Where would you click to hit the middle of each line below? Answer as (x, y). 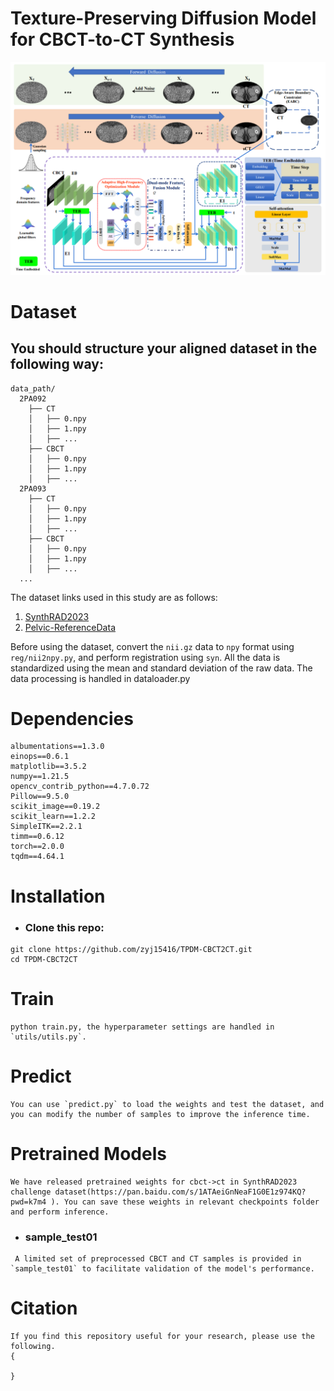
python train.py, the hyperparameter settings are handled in (142, 1027)
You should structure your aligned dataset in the (164, 348)
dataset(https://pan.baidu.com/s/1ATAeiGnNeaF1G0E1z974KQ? (180, 1192)
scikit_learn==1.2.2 (53, 817)
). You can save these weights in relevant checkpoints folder (185, 1202)
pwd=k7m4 (28, 1202)
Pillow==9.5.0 (40, 797)
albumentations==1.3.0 (57, 747)
